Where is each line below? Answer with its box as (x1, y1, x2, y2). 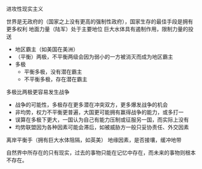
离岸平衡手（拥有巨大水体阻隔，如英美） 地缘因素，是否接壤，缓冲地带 (6, 137, 182, 143)
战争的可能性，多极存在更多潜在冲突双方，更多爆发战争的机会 (14, 101, 168, 108)
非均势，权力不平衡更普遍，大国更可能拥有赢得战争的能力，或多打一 (14, 108, 184, 116)
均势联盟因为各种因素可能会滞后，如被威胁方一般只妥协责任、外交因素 (14, 123, 189, 131)
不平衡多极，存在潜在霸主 (23, 76, 88, 83)
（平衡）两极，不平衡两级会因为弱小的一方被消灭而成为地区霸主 (14, 53, 173, 60)
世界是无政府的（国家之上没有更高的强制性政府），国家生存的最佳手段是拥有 (6, 18, 194, 25)
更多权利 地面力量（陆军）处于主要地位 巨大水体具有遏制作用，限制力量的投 (6, 26, 194, 32)
